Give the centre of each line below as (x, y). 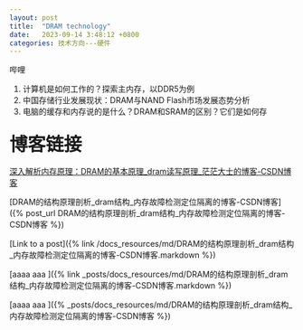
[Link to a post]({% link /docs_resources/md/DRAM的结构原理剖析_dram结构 (152, 243)
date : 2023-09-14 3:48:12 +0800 (75, 34)
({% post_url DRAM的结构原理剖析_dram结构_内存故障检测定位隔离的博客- (147, 212)
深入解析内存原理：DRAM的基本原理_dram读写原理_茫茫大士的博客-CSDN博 (151, 171)
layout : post (34, 18)
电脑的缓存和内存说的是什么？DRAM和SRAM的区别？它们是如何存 (145, 112)
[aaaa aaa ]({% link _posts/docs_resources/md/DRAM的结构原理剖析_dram (149, 274)
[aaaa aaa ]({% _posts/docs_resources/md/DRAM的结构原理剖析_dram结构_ (151, 305)
